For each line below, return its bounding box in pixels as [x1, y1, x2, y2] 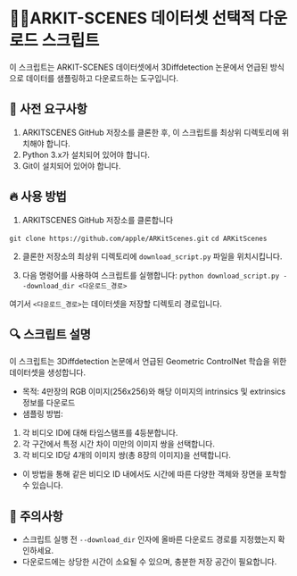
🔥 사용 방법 [9, 189, 67, 205]
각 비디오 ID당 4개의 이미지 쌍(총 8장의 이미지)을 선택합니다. [21, 450, 232, 461]
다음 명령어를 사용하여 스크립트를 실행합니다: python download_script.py [21, 270, 280, 280]
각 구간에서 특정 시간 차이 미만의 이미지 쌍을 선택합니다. [21, 438, 216, 449]
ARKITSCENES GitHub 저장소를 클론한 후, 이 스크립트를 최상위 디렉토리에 [21, 127, 280, 138]
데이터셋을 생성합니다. [9, 367, 87, 378]
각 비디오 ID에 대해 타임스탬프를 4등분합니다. [21, 428, 178, 438]
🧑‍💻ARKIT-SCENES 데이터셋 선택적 [9, 8, 256, 29]
